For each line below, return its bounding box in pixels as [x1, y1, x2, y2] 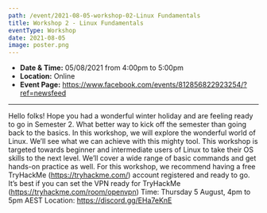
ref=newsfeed [19, 88, 67, 98]
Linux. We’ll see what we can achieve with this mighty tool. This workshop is [8, 137, 258, 146]
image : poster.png [8, 41, 69, 49]
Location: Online [19, 72, 75, 81]
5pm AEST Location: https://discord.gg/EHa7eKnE [8, 196, 172, 205]
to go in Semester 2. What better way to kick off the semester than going [8, 120, 246, 130]
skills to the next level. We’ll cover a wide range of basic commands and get [8, 153, 257, 163]
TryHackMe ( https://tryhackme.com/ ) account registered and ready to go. [8, 170, 250, 180]
